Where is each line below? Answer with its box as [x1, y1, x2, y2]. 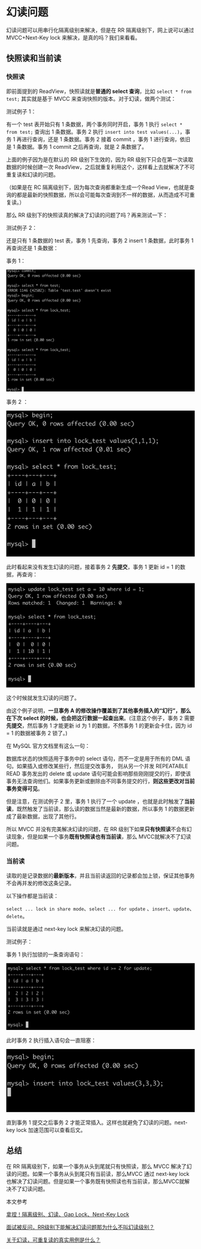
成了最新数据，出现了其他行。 [6, 813, 80, 820]
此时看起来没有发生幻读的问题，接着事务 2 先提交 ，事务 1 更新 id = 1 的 [6, 564, 181, 571]
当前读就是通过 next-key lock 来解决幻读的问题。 [6, 925, 127, 932]
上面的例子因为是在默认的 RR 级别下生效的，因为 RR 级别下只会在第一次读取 [6, 155, 193, 163]
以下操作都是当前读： [6, 892, 59, 899]
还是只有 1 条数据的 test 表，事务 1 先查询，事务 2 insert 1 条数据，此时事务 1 [6, 236, 194, 244]
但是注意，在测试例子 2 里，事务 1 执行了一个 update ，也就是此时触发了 [6, 798, 184, 805]
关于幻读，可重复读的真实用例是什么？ [6, 1236, 100, 1243]
